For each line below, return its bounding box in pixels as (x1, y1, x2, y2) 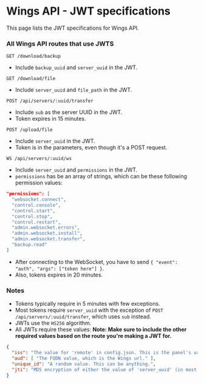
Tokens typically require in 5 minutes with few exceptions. (15, 300, 160, 308)
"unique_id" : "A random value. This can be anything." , (12, 361, 156, 367)
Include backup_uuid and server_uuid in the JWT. (15, 64, 138, 71)
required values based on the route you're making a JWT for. (15, 332, 172, 340)
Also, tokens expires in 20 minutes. (15, 271, 103, 278)
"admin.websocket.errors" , (12, 224, 80, 231)
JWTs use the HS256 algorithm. (15, 320, 92, 327)
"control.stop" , (12, 214, 53, 220)
